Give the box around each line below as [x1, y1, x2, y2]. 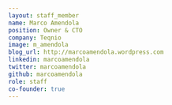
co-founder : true [8, 84, 65, 93]
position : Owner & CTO [8, 26, 83, 34]
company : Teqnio [8, 33, 62, 42]
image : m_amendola [8, 41, 69, 49]
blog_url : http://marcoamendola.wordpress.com [8, 48, 164, 56]
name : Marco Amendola [8, 19, 80, 27]
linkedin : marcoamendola [8, 56, 90, 64]
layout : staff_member [8, 11, 80, 20]
